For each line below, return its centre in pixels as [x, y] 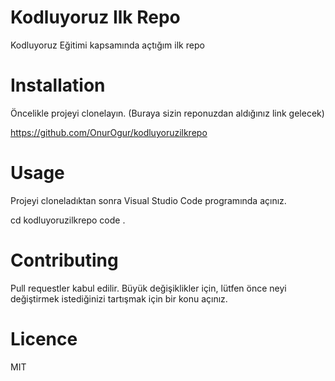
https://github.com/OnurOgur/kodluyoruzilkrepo [109, 132]
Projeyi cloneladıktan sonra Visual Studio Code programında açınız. [148, 200]
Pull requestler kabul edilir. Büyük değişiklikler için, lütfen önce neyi [148, 288]
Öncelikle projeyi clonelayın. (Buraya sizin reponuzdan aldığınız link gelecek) [167, 113]
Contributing [64, 260]
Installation [58, 85]
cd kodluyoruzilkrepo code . [68, 220]
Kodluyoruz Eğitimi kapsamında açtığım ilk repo [107, 45]
